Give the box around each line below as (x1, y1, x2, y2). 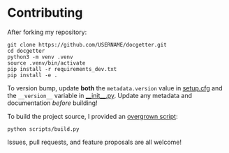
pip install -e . (7, 72, 58, 79)
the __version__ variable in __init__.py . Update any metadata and (7, 91, 193, 99)
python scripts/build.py (7, 125, 80, 133)
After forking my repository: (7, 28, 87, 36)
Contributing (7, 5, 83, 21)
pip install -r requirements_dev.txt (7, 65, 117, 72)
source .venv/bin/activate (7, 59, 86, 67)
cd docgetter (7, 47, 45, 54)
